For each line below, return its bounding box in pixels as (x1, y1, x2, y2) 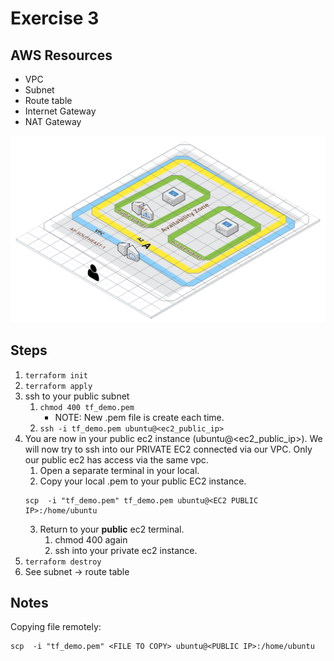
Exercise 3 (10, 7, 100, 30)
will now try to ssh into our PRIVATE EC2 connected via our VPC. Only (24, 443, 313, 455)
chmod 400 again (54, 533, 128, 546)
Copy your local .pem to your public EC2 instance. (39, 475, 247, 487)
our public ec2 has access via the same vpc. (24, 453, 209, 466)
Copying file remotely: (10, 621, 102, 633)
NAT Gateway (24, 116, 82, 127)
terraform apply (24, 381, 93, 391)
